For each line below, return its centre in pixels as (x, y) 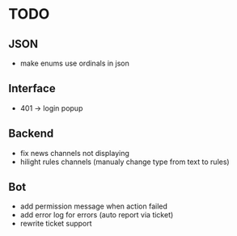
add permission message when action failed (94, 206)
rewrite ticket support (56, 224)
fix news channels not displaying (74, 153)
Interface (32, 88)
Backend (31, 134)
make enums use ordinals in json (74, 63)
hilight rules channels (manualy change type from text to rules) (125, 162)
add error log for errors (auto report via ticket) (97, 215)
